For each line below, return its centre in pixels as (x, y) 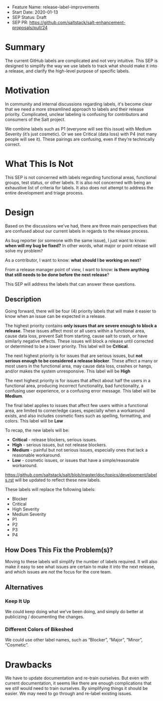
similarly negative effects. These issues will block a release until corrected (79, 341)
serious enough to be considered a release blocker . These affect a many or (81, 360)
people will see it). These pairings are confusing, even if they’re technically (80, 139)
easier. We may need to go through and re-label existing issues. (69, 694)
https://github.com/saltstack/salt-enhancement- (77, 22)
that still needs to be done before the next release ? (57, 275)
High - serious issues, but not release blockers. (59, 445)
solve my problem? (24, 251)
